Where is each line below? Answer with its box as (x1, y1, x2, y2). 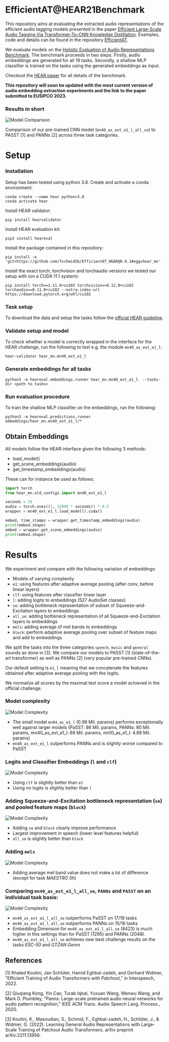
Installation (5, 168, 34, 175)
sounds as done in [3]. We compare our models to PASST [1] (5, 649, 131, 655)
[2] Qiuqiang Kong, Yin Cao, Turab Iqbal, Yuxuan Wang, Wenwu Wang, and (5, 990, 160, 996)
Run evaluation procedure (5, 393, 70, 400)
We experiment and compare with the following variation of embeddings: (5, 566, 156, 572)
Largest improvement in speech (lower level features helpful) (12, 830, 139, 836)
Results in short (5, 105, 45, 112)
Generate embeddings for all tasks (5, 365, 92, 373)
